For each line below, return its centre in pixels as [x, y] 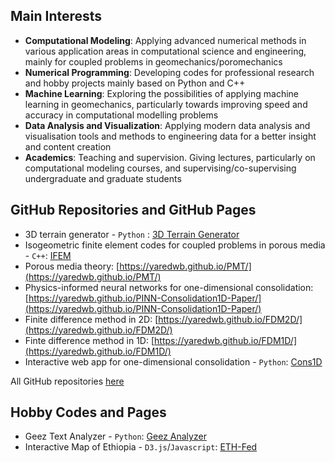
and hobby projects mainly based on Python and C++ [135, 83]
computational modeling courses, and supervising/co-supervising [160, 168]
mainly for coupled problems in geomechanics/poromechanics [153, 61]
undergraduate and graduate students [103, 178]
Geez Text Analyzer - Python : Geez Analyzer [115, 436]
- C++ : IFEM [48, 255]
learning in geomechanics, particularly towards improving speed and [166, 104]
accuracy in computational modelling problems [121, 115]
